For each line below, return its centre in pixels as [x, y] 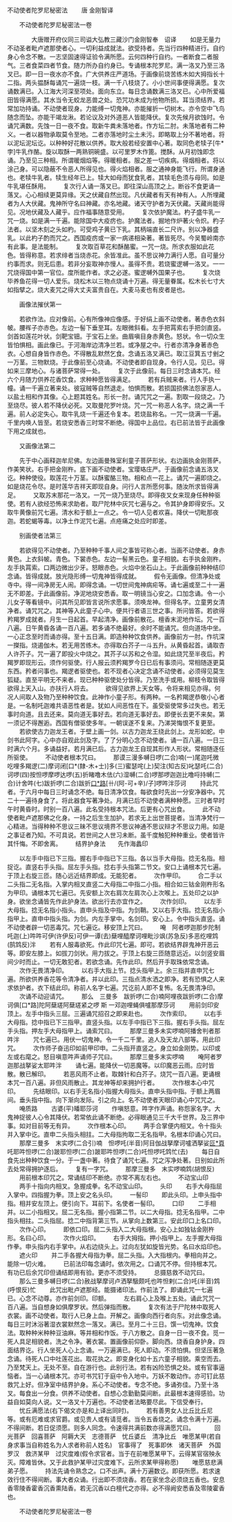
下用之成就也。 [28, 431]
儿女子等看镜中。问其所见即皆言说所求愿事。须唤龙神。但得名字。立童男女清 [116, 602]
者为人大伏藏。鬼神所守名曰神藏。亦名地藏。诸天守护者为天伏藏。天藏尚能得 [116, 203]
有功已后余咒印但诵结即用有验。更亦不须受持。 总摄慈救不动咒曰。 [108, 1272]
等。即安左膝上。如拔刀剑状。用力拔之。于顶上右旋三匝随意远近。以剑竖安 [113, 953]
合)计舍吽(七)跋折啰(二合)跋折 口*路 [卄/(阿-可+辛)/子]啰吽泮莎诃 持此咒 [113, 783]
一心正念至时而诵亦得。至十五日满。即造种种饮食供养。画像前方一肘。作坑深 [116, 636]
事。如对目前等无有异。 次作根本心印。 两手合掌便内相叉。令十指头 [115, 1126]
